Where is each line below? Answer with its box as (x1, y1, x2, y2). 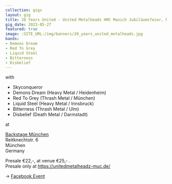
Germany (5, 148, 25, 154)
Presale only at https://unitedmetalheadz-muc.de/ (5, 163, 111, 170)
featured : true (5, 27, 38, 32)
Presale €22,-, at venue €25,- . (5, 158, 71, 164)
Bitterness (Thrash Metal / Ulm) (12, 106, 79, 112)
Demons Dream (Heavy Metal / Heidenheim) (12, 89, 106, 96)
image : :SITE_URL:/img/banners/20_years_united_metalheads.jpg (5, 31, 143, 36)
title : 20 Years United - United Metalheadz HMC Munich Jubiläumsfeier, (5, 17, 164, 22)
